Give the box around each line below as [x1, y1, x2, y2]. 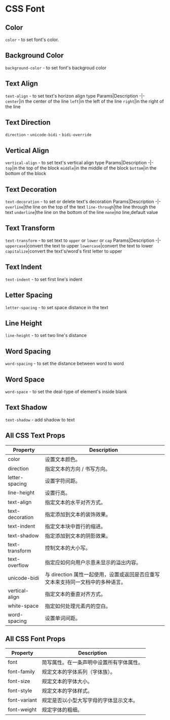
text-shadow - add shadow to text [5, 416, 75, 422]
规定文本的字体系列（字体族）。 [41, 668, 115, 675]
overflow [8, 562, 29, 569]
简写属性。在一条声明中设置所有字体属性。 [41, 659, 143, 666]
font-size [8, 677, 30, 685]
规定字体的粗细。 [41, 706, 82, 713]
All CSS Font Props [5, 634, 66, 643]
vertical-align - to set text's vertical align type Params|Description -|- [5, 160, 154, 166]
